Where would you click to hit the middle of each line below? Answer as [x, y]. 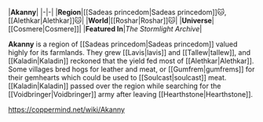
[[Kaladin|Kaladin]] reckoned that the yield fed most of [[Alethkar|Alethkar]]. [131, 61]
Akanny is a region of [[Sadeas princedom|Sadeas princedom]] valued [123, 44]
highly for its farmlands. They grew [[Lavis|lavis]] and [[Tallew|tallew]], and [130, 52]
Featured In [104, 29]
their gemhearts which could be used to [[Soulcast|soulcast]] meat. [117, 78]
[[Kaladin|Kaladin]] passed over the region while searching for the [115, 86]
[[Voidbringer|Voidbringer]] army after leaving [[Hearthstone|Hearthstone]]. [131, 94]
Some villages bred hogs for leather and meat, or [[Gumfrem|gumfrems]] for [131, 69]
